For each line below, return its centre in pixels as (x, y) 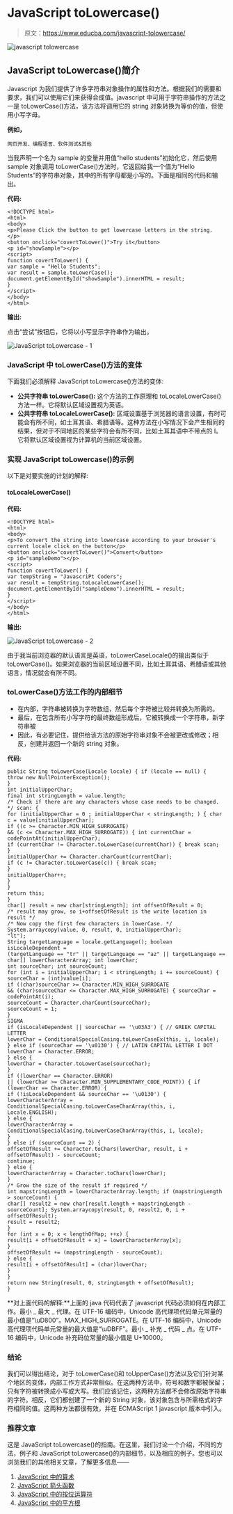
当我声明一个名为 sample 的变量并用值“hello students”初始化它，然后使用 (112, 157)
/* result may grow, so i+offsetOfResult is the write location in (107, 911)
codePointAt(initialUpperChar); (54, 838)
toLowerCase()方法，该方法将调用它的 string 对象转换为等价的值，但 (119, 106)
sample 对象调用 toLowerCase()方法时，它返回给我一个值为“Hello (101, 166)
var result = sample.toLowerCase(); (60, 273)
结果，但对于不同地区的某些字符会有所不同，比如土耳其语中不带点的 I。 (120, 431)
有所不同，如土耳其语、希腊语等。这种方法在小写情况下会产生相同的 (127, 422)
